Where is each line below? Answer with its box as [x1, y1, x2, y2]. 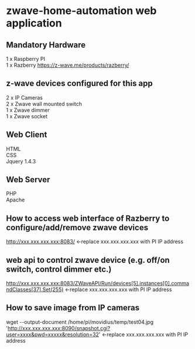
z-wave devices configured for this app [6, 78, 153, 88]
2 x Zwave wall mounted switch [6, 100, 82, 107]
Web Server [6, 174, 50, 185]
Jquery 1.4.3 [6, 158, 36, 165]
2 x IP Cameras [6, 94, 43, 101]
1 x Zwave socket [6, 112, 48, 119]
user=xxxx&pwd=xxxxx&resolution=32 [6, 331, 100, 338]
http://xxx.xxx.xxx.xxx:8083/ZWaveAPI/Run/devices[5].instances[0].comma [6, 280, 189, 287]
